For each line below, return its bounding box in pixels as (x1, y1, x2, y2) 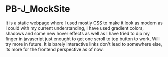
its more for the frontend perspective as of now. (5, 46, 104, 52)
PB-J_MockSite (5, 3, 70, 15)
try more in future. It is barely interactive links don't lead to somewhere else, (5, 41, 163, 47)
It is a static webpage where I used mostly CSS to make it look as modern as (5, 20, 163, 26)
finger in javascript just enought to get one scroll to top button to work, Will (5, 36, 160, 42)
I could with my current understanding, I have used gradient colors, (5, 25, 144, 31)
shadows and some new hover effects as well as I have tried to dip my (5, 30, 150, 36)
